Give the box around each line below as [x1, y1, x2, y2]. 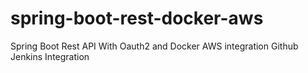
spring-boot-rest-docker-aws [10, 7, 264, 30]
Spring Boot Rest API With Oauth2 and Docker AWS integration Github [10, 40, 299, 52]
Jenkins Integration [10, 50, 90, 62]
